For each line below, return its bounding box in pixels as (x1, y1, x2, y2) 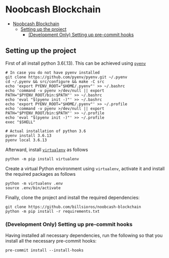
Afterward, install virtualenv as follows (5, 146, 88, 153)
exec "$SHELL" (5, 119, 36, 124)
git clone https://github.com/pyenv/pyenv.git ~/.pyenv (5, 75, 127, 80)
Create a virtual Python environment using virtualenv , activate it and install (5, 165, 165, 172)
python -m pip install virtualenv (5, 156, 80, 161)
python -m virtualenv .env (5, 181, 63, 186)
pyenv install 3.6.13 (5, 133, 52, 138)
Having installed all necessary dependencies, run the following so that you (5, 232, 163, 238)
